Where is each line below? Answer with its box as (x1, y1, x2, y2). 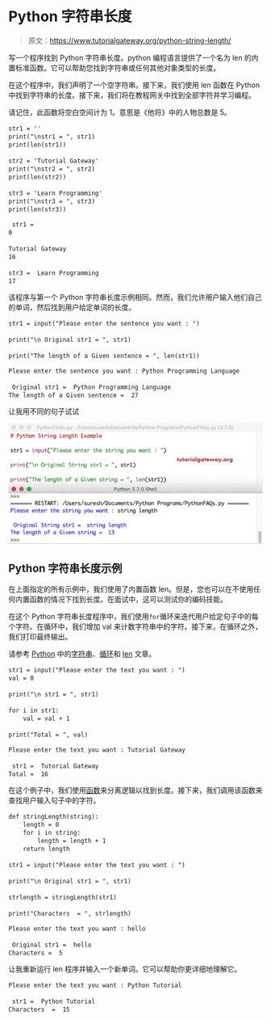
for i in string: (23, 829, 81, 837)
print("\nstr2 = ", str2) (8, 165, 95, 173)
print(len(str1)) (8, 141, 67, 149)
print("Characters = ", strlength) (8, 910, 131, 918)
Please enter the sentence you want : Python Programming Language (8, 367, 240, 375)
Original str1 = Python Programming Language (11, 383, 172, 391)
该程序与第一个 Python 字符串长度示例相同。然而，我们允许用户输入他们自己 (8, 292, 262, 301)
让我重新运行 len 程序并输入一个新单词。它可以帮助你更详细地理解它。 (8, 964, 242, 974)
